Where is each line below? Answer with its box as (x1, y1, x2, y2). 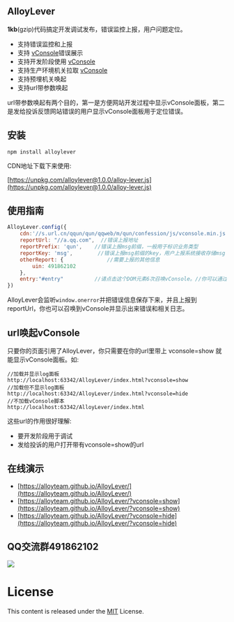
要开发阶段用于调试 (17, 432, 73, 440)
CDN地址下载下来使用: (7, 161, 72, 170)
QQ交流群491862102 (7, 541, 99, 553)
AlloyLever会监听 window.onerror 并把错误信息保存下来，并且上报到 (7, 296, 197, 304)
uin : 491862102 (32, 262, 77, 269)
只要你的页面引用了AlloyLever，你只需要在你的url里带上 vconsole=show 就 (7, 347, 222, 355)
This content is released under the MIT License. (7, 607, 144, 615)
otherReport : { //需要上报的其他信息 (19, 256, 160, 263)
